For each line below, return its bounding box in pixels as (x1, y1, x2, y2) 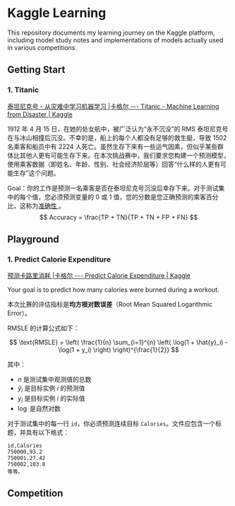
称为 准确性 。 (25, 201, 65, 210)
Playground (7, 233, 59, 245)
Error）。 (7, 309, 32, 317)
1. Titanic (7, 85, 40, 95)
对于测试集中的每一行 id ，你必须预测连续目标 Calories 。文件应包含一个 (7, 419, 216, 428)
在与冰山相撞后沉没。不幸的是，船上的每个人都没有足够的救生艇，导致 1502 (7, 133, 227, 142)
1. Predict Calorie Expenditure (7, 254, 112, 264)
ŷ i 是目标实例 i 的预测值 (17, 384, 85, 394)
